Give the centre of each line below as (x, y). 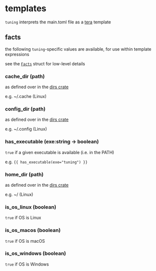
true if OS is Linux (23, 218)
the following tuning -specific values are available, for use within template (78, 49)
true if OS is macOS (25, 241)
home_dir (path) (24, 174)
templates (26, 9)
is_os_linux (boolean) (31, 207)
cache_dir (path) (25, 76)
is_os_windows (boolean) (36, 253)
